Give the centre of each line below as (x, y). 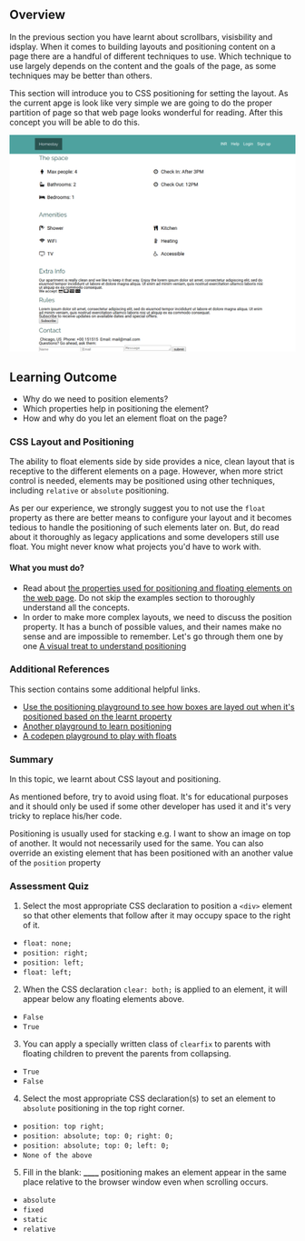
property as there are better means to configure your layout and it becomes (151, 518)
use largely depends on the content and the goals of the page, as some (143, 65)
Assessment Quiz (49, 886)
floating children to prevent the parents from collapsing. (127, 1054)
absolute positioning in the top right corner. (103, 1108)
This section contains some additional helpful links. (105, 689)
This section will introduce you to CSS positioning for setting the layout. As (149, 93)
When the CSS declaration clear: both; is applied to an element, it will (155, 989)
